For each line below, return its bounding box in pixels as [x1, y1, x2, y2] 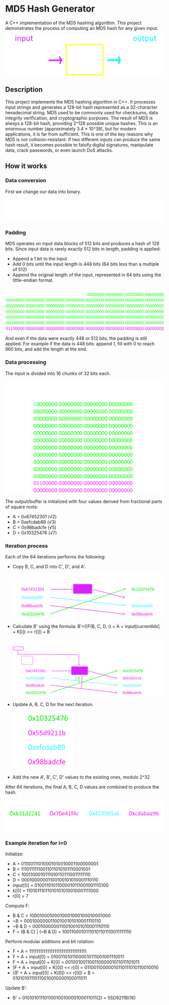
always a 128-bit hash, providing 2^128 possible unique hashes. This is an [5, 120, 158, 126]
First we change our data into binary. [5, 188, 81, 195]
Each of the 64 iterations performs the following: [5, 554, 106, 560]
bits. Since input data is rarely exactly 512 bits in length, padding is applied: [5, 246, 161, 252]
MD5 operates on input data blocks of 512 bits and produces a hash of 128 [5, 240, 159, 246]
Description [5, 85, 43, 94]
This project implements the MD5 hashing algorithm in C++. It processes [5, 99, 156, 105]
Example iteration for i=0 [5, 840, 67, 847]
